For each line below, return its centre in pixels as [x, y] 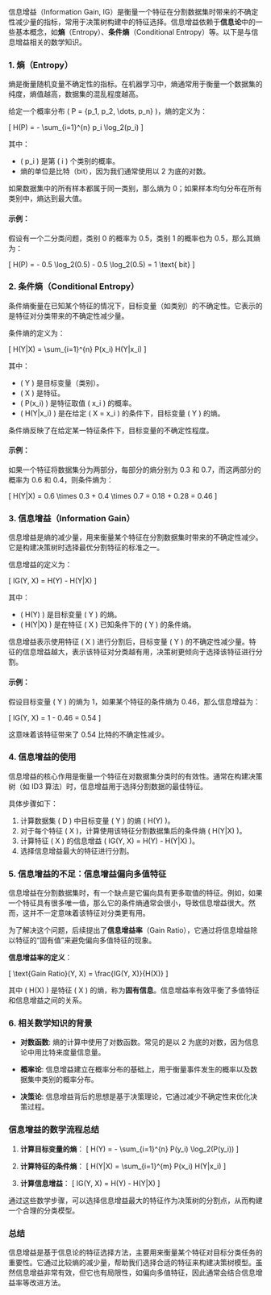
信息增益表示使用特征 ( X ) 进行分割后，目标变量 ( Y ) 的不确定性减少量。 [129, 642]
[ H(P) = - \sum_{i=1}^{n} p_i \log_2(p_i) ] [76, 127]
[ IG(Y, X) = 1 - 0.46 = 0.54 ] [55, 717]
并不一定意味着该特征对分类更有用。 [90, 913]
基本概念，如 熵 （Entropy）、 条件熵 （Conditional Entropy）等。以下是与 [133, 32]
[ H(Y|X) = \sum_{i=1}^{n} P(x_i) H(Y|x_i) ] [77, 349]
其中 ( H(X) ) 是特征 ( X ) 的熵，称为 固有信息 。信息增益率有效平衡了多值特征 [134, 990]
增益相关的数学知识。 [50, 42]
